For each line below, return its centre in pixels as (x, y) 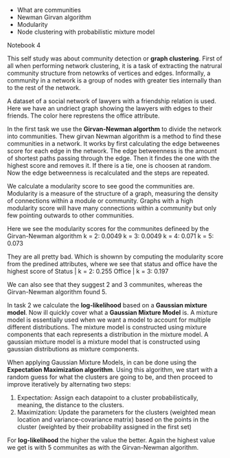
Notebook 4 (24, 45)
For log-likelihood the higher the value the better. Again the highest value (111, 440)
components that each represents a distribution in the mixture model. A (108, 334)
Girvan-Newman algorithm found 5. (57, 292)
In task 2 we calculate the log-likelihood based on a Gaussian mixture (107, 305)
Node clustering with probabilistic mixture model (86, 32)
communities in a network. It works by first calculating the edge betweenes (114, 143)
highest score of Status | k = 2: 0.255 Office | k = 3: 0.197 (88, 271)
